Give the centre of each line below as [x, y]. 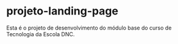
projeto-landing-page [62, 11]
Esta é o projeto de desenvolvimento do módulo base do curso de [89, 28]
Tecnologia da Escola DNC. [41, 34]
